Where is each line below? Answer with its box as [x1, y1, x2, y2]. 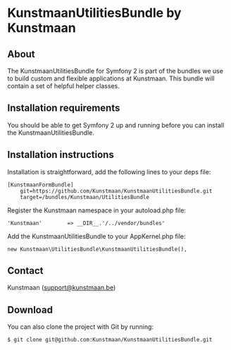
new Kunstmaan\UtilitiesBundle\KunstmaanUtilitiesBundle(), [7, 246, 188, 253]
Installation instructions [7, 149, 114, 161]
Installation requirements [7, 102, 120, 114]
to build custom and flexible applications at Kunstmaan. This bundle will [7, 74, 215, 83]
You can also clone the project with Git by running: [7, 322, 154, 331]
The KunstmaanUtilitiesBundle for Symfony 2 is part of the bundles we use [7, 67, 224, 75]
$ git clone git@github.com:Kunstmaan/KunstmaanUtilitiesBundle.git [7, 337, 213, 344]
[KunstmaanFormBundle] [7, 181, 74, 188]
